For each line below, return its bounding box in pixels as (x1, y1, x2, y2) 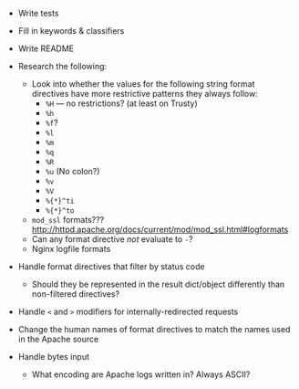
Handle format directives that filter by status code (17, 261, 205, 272)
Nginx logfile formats (31, 244, 111, 254)
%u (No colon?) (45, 166, 100, 176)
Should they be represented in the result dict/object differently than (31, 279, 285, 289)
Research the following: (17, 61, 108, 71)
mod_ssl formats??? (31, 215, 105, 225)
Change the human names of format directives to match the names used (17, 324, 291, 334)
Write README (17, 43, 75, 54)
